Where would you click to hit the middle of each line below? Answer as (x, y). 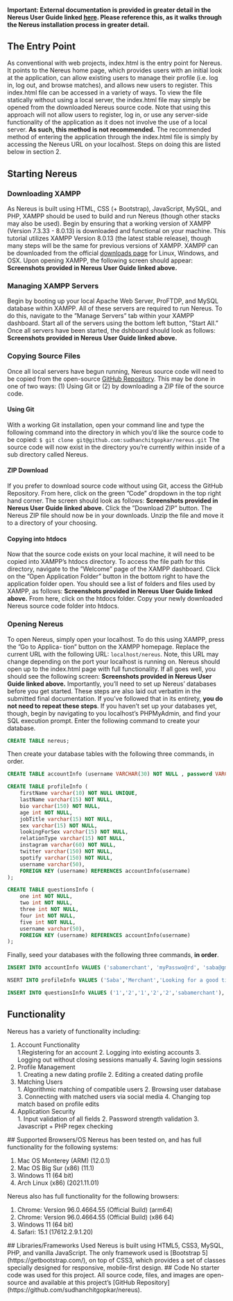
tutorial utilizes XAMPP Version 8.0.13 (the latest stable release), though (109, 238)
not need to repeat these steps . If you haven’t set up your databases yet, (112, 706)
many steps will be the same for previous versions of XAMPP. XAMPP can (113, 246)
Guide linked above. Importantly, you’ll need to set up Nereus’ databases (112, 684)
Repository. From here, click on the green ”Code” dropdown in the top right (114, 494)
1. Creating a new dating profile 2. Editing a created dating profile (110, 1074)
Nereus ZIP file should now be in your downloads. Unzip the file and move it (115, 516)
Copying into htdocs (37, 539)
